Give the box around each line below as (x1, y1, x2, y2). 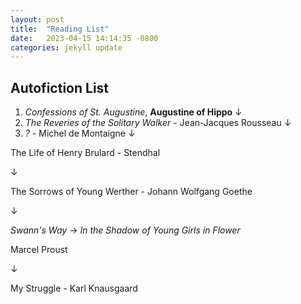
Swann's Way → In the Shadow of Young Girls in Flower (10, 224, 241, 236)
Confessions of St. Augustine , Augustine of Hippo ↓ (24, 106, 243, 118)
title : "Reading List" (10, 24, 110, 34)
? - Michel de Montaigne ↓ (24, 127, 136, 140)
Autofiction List (10, 79, 110, 96)
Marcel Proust (10, 244, 68, 256)
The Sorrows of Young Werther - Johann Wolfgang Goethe (10, 186, 253, 198)
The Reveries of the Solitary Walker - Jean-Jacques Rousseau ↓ (24, 117, 292, 129)
